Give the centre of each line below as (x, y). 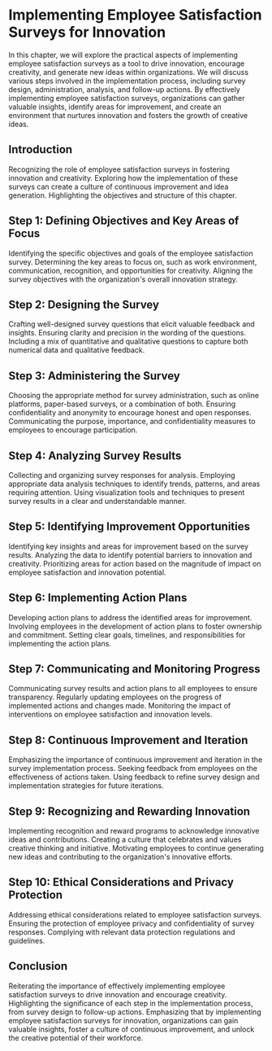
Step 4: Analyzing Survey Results (95, 455)
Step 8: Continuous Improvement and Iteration (128, 740)
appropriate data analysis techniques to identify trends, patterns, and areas (134, 484)
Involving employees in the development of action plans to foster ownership (135, 626)
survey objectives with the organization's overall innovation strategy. (123, 279)
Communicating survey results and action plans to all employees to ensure (133, 689)
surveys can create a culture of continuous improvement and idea (119, 186)
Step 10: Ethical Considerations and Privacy (121, 882)
